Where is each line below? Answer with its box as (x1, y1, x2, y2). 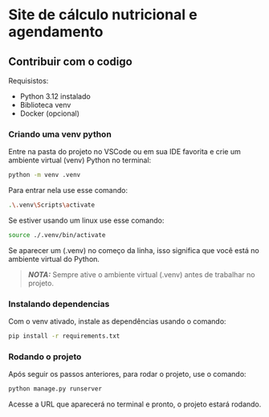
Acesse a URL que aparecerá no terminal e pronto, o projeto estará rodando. (8, 399, 262, 409)
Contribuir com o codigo (8, 55, 132, 68)
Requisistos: (8, 76, 49, 85)
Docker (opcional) (19, 108, 80, 118)
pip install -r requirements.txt (8, 332, 120, 341)
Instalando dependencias (8, 298, 110, 309)
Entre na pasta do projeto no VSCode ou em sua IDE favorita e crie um (8, 147, 241, 157)
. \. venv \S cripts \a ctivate (8, 201, 95, 210)
